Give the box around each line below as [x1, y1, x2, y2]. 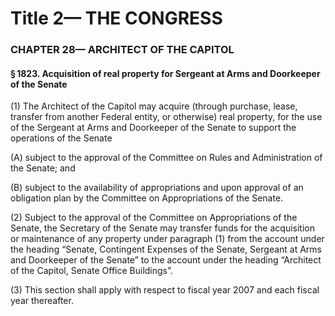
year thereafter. [10, 295, 74, 307]
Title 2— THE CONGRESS [10, 7, 223, 30]
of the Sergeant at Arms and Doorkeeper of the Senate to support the [10, 122, 297, 134]
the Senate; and [10, 162, 76, 174]
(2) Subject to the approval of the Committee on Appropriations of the [10, 212, 298, 224]
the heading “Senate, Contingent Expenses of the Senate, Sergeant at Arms [10, 243, 323, 256]
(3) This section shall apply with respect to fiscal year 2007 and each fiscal [10, 284, 320, 296]
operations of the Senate [10, 132, 113, 144]
